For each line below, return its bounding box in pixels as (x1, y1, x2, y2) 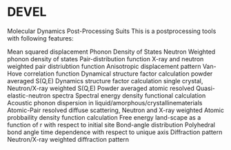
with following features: (7, 34, 74, 42)
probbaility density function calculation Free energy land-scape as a (7, 113, 201, 121)
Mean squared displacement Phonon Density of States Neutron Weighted (7, 47, 216, 56)
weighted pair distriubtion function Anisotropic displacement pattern (7, 62, 201, 70)
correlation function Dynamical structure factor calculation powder (23, 69, 213, 78)
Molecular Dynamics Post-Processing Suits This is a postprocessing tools (7, 27, 217, 35)
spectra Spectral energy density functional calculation (52, 91, 206, 100)
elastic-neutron (7, 91, 51, 100)
